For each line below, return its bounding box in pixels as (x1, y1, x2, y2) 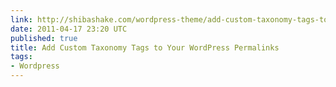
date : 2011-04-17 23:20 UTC (10, 24, 128, 34)
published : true (10, 33, 78, 43)
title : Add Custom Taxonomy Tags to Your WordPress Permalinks (10, 42, 280, 53)
